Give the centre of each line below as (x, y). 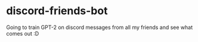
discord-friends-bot (57, 11)
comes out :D (23, 33)
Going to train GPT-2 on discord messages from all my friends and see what (100, 27)
